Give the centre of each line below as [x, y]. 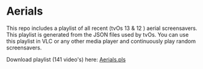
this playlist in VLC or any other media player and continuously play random [101, 41]
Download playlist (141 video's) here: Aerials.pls [66, 59]
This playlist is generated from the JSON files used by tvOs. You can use [98, 34]
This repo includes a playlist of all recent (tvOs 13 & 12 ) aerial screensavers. [102, 28]
